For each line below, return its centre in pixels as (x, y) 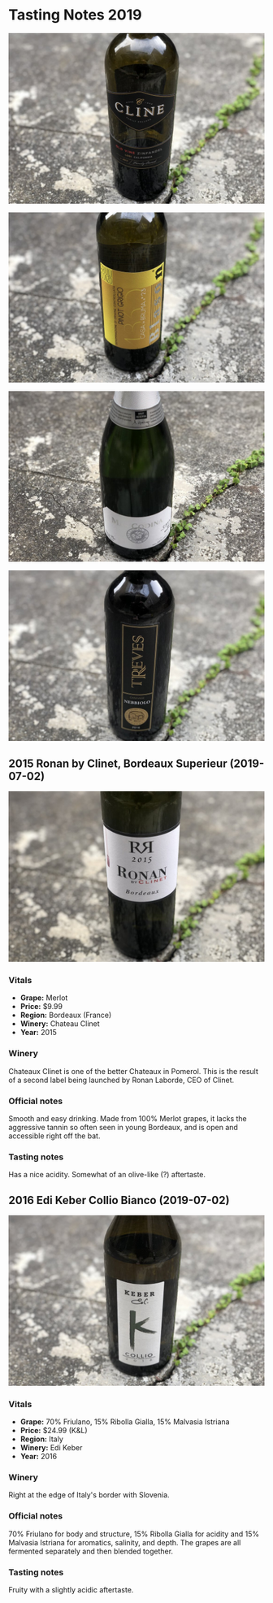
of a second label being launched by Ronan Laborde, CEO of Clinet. (121, 1080)
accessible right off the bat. (54, 1136)
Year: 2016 (39, 1457)
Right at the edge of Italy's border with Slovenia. (89, 1495)
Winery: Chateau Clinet (60, 1024)
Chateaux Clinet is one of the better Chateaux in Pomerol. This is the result (133, 1071)
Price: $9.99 (41, 1007)
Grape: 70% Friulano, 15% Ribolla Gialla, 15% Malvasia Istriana (125, 1422)
